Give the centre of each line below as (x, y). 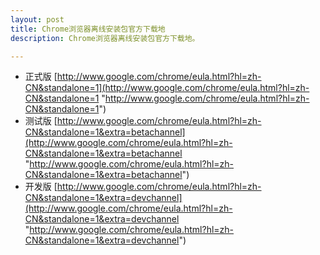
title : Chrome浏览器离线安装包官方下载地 (88, 29)
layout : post (37, 19)
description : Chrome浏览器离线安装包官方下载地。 (105, 38)
